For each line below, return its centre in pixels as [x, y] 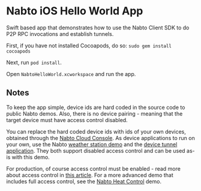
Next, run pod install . [34, 62]
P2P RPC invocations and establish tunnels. [60, 34]
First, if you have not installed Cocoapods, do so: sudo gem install [89, 46]
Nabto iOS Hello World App [75, 11]
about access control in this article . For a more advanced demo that [90, 175]
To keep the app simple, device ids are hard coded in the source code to [96, 107]
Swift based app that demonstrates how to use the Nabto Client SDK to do [98, 28]
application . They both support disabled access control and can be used [96, 150]
